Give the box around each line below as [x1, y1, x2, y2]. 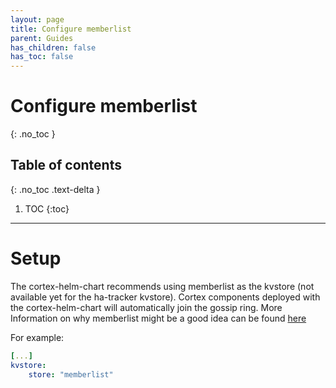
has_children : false [10, 42, 97, 53]
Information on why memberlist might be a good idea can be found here [10, 312, 307, 324]
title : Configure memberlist [10, 24, 132, 34]
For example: [10, 331, 65, 343]
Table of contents [10, 157, 122, 174]
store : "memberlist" [28, 369, 114, 380]
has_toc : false [10, 52, 74, 62]
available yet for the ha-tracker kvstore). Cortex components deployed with [10, 291, 321, 303]
